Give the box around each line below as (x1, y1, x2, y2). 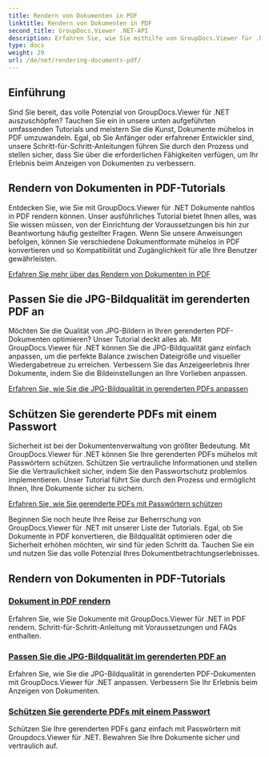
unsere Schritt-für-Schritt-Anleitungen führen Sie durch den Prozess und (8, 141, 249, 150)
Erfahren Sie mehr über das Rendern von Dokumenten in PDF (8, 269, 211, 278)
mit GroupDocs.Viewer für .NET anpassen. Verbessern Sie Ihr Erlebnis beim (8, 678, 258, 687)
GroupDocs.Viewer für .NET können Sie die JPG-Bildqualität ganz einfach (8, 343, 251, 353)
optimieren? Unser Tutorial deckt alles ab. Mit (51, 334, 202, 344)
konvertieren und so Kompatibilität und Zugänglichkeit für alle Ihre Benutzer (8, 245, 258, 254)
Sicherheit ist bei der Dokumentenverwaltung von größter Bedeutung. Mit (8, 441, 251, 451)
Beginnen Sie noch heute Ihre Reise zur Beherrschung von (8, 515, 202, 524)
